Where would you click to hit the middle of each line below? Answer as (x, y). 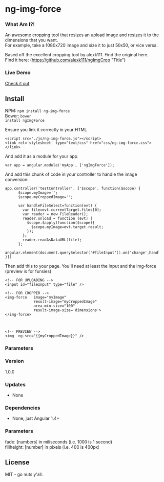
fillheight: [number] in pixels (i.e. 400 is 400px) (52, 447)
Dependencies (23, 408)
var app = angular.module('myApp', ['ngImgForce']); (60, 165)
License (17, 463)
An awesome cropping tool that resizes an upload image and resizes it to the (82, 35)
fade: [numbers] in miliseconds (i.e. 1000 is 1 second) (59, 442)
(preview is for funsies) (28, 271)
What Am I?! (20, 24)
